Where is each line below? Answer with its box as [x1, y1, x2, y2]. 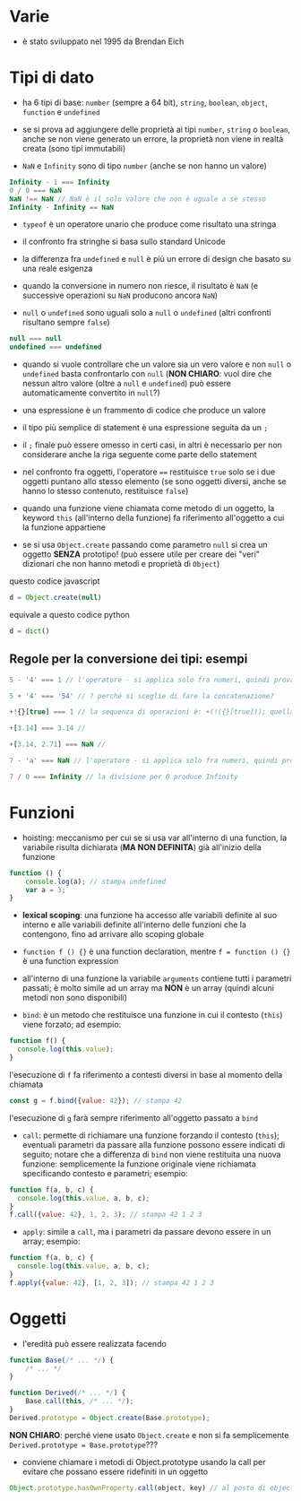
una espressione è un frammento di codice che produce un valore [21, 405, 266, 416]
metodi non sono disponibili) [21, 993, 128, 1003]
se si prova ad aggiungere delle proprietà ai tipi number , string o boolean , [21, 124, 291, 134]
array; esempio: [21, 1236, 81, 1247]
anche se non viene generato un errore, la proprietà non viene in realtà [21, 133, 284, 144]
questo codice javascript [9, 576, 100, 586]
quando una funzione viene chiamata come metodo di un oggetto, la [21, 503, 275, 514]
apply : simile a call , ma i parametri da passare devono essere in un [21, 1227, 271, 1237]
